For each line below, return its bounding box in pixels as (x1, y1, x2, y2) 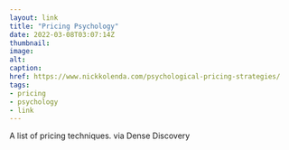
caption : (9, 64, 42, 73)
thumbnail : (9, 38, 51, 48)
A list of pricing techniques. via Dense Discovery (9, 130, 191, 141)
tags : (9, 80, 30, 89)
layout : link (9, 13, 59, 23)
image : (9, 47, 34, 56)
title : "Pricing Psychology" (9, 22, 119, 31)
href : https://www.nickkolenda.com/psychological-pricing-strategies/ (9, 72, 281, 81)
